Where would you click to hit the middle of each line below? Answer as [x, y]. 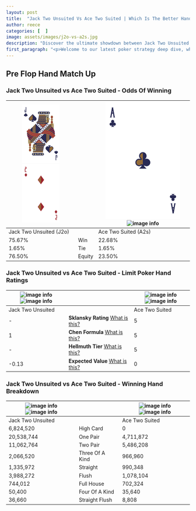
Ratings [17, 280]
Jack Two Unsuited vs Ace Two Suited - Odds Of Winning [89, 91]
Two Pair [89, 445]
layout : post [22, 12]
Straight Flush [95, 500]
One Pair [89, 437]
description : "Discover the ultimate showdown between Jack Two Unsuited [98, 43]
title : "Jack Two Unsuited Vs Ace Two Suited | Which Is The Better [92, 18]
